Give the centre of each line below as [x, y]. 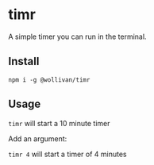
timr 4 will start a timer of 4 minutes [67, 154]
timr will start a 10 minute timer [59, 123]
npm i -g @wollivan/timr [49, 80]
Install [24, 61]
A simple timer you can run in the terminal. [77, 36]
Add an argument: [38, 138]
